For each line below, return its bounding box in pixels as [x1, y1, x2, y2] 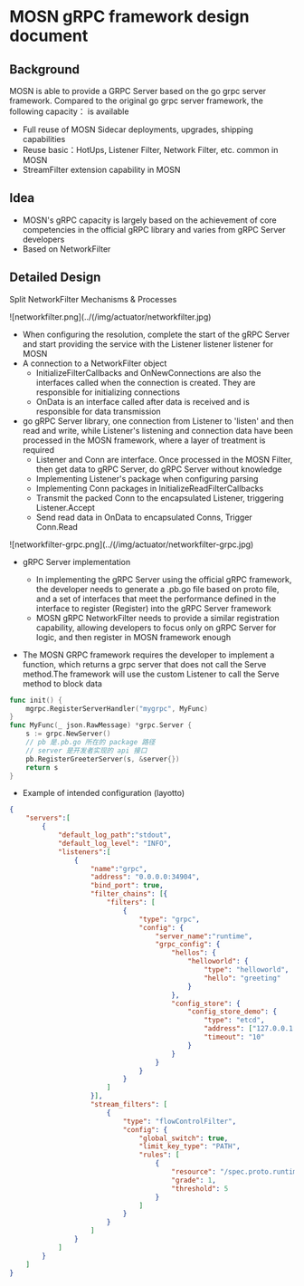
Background [9, 62, 80, 77]
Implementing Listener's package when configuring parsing [35, 473, 259, 484]
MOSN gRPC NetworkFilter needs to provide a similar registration [35, 612, 280, 623]
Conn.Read [35, 521, 79, 532]
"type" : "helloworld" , [203, 965, 290, 974]
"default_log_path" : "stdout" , [57, 830, 172, 840]
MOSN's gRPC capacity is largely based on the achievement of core [22, 215, 278, 226]
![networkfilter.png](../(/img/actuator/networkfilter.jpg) [9, 311, 212, 322]
